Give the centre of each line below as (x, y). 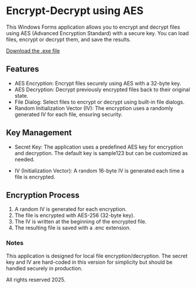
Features (23, 69)
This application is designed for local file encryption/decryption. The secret (97, 256)
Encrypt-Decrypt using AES (75, 11)
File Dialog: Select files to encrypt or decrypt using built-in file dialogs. (99, 102)
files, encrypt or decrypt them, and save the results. (69, 39)
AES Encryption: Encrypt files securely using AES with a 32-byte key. (98, 83)
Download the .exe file (33, 50)
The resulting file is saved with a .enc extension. (73, 228)
